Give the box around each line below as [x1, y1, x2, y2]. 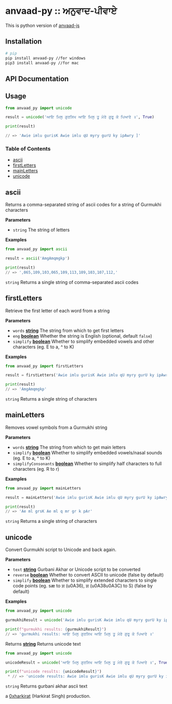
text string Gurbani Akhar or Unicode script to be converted [12, 566, 141, 573]
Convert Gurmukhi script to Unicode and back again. [5, 546, 117, 553]
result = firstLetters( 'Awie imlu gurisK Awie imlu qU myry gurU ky [5, 372, 155, 378]
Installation [5, 37, 42, 46]
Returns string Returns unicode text [5, 641, 81, 647]
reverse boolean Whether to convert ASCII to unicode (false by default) [12, 572, 164, 578]
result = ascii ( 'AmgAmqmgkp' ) [5, 256, 70, 261]
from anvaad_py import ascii [5, 247, 68, 252]
